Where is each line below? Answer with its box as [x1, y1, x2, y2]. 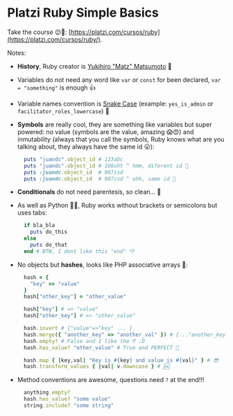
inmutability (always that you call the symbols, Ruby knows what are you [17, 135, 225, 143]
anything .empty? [24, 389, 71, 397]
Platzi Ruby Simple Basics [7, 5, 159, 21]
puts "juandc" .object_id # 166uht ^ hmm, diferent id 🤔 [24, 162, 189, 169]
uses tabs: [17, 208, 47, 217]
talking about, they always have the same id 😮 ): [17, 142, 155, 151]
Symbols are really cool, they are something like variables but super [17, 120, 213, 128]
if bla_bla [24, 222, 55, 229]
